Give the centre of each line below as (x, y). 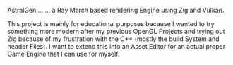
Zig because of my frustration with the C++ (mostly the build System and (114, 39)
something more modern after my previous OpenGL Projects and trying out (116, 31)
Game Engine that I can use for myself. (64, 54)
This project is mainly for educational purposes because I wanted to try (111, 24)
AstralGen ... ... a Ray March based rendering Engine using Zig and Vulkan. (116, 10)
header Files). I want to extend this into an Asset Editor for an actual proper (116, 46)
